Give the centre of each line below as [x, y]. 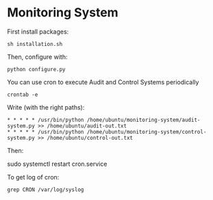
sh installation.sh [35, 44]
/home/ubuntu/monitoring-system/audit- [143, 120]
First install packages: [38, 32]
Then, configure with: [37, 57]
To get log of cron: [33, 177]
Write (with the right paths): [46, 107]
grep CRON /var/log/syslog [46, 190]
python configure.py [37, 69]
